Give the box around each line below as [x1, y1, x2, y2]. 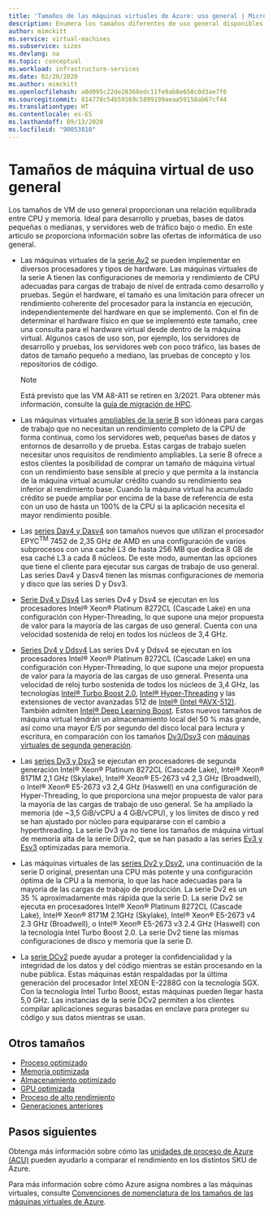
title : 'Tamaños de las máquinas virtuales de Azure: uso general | [8, 11, 245, 20]
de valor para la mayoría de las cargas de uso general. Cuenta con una [19, 620, 258, 631]
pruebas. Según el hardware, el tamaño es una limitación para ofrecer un [19, 290, 265, 300]
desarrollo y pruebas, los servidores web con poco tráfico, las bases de [19, 341, 261, 351]
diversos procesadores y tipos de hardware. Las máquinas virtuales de [19, 264, 258, 274]
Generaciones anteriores [19, 1101, 104, 1111]
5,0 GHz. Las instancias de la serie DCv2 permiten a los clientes [19, 995, 235, 1006]
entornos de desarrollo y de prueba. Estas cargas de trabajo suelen [19, 440, 246, 450]
